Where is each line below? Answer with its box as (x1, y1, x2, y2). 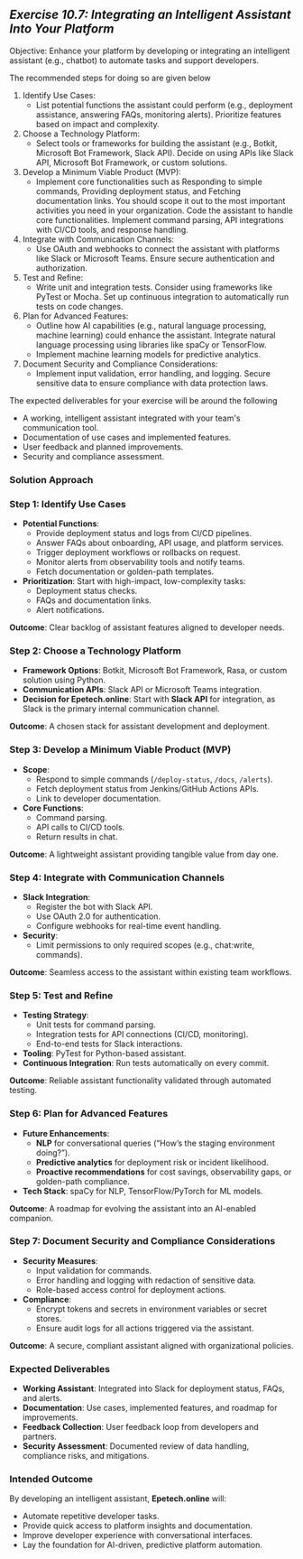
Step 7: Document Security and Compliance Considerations (9, 1235, 276, 1248)
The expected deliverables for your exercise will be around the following (9, 394, 278, 405)
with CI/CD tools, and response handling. (35, 224, 189, 235)
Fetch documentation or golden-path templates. (35, 566, 215, 577)
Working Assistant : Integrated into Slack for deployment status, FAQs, (22, 1383, 286, 1394)
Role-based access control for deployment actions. (35, 1284, 227, 1295)
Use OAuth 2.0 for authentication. (35, 911, 161, 922)
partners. (22, 1431, 57, 1443)
